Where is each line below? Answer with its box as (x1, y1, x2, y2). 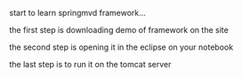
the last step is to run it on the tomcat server (9, 59, 172, 69)
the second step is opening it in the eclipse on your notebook (9, 42, 234, 52)
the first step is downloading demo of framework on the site (9, 25, 229, 35)
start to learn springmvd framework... (9, 8, 147, 18)
